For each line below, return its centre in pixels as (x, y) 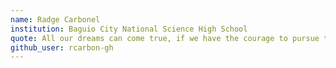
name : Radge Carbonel (55, 19)
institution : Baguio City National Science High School (129, 29)
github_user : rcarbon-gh (62, 47)
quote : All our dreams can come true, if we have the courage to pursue (165, 38)
